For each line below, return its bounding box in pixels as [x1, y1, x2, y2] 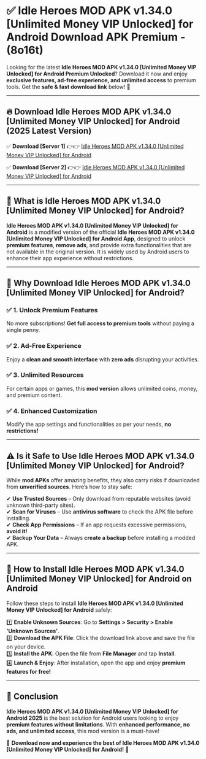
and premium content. [6, 391, 63, 399]
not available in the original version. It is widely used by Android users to [6, 248, 189, 255]
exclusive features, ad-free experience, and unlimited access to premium [6, 76, 196, 83]
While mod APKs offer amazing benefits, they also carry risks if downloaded [6, 476, 200, 484]
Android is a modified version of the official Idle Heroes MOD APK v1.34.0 [6, 228, 195, 236]
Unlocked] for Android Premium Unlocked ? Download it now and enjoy [6, 70, 188, 77]
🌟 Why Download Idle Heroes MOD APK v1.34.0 [6, 277, 191, 288]
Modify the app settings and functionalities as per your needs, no [6, 421, 172, 428]
